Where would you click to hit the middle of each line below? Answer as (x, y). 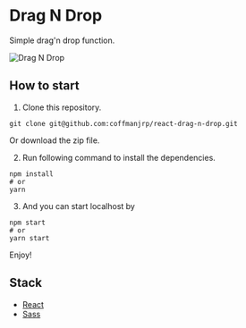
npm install (31, 174)
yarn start (30, 238)
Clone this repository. (62, 107)
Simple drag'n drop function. (62, 40)
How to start (44, 86)
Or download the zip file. (55, 140)
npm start (28, 223)
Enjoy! (21, 255)
